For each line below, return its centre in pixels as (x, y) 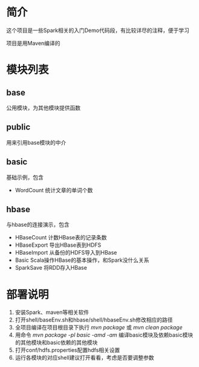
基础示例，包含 (25, 177)
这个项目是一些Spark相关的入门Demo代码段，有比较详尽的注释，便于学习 (98, 30)
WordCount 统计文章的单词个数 (54, 190)
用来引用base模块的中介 (36, 142)
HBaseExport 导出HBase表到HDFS (58, 245)
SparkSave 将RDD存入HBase (51, 268)
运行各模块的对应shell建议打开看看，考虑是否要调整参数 (84, 358)
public (18, 127)
